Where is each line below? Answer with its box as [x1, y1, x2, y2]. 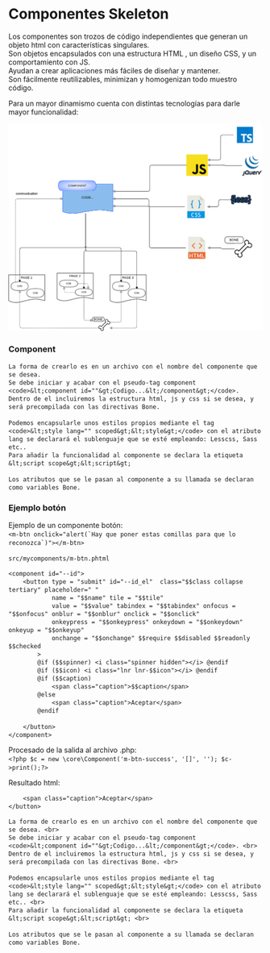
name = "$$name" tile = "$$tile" [51, 594, 164, 602]
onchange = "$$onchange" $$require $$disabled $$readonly [51, 635, 251, 643]
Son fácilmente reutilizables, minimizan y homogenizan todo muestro [8, 74, 238, 84]
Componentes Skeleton [8, 5, 169, 23]
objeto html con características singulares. [8, 40, 150, 49]
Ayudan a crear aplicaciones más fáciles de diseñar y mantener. [8, 65, 221, 75]
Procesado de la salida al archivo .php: [8, 745, 137, 755]
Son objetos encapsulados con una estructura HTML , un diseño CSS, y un [8, 48, 257, 58]
